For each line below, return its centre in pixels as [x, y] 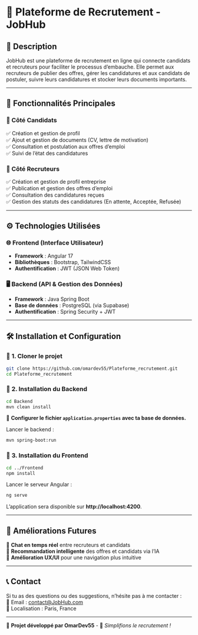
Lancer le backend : [30, 429]
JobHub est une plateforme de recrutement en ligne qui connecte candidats [98, 61]
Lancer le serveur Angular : [39, 484]
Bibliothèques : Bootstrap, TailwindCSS [63, 262]
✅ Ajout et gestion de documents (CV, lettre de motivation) [77, 140]
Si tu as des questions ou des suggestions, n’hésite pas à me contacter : [94, 595]
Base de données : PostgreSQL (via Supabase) [72, 305]
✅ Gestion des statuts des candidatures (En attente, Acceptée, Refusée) [94, 201]
